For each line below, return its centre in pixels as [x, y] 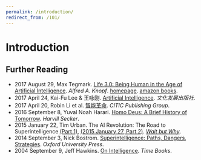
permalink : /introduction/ [40, 12]
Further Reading [37, 70]
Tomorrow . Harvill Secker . [47, 118]
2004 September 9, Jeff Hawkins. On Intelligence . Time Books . [93, 150]
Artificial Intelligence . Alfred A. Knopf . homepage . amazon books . [96, 91]
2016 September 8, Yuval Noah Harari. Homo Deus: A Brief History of [100, 112]
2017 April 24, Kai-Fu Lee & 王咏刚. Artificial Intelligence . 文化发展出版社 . [105, 98]
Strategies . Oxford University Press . [59, 144]
